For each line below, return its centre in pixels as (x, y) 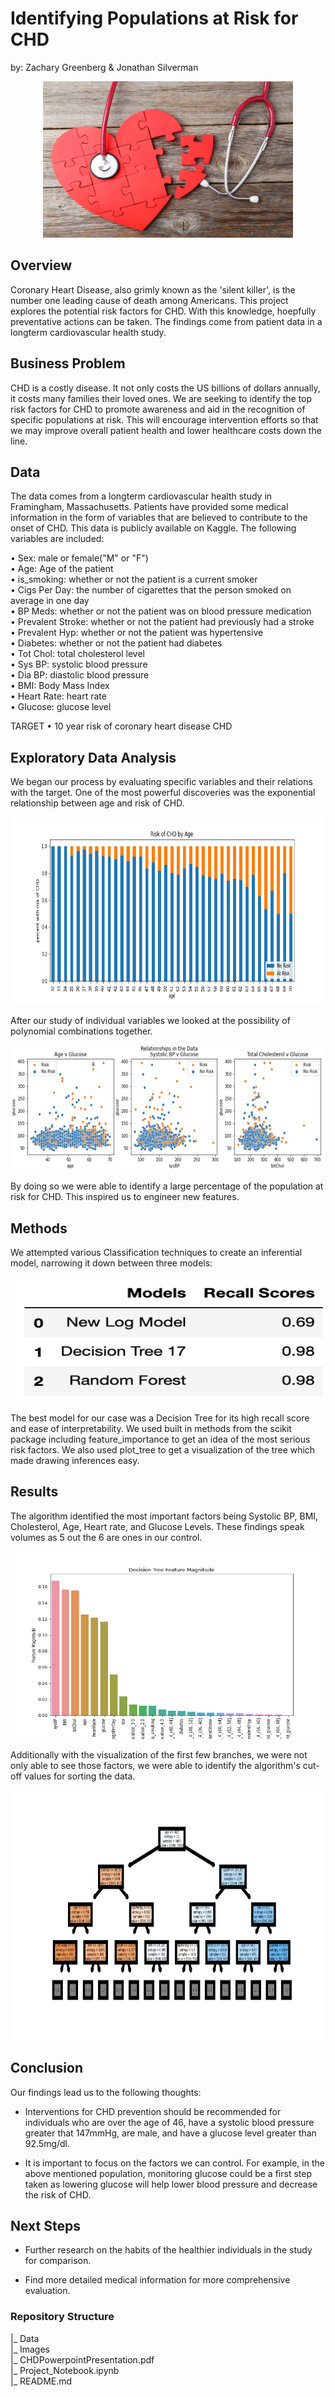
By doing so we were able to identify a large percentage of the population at (167, 1186)
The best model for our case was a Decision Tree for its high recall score (160, 1418)
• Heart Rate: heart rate (58, 696)
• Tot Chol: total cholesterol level (78, 654)
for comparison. (58, 2261)
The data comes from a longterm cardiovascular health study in (141, 496)
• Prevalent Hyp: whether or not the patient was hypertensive (137, 633)
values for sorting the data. (80, 1776)
